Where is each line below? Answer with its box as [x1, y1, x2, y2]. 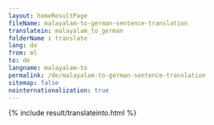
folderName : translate [8, 34, 88, 42]
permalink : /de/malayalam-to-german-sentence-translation [8, 71, 206, 79]
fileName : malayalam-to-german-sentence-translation [8, 19, 188, 27]
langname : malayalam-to [8, 64, 88, 72]
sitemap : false [8, 79, 59, 87]
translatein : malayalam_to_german [8, 26, 124, 34]
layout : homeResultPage [8, 11, 88, 20]
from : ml [8, 49, 38, 57]
